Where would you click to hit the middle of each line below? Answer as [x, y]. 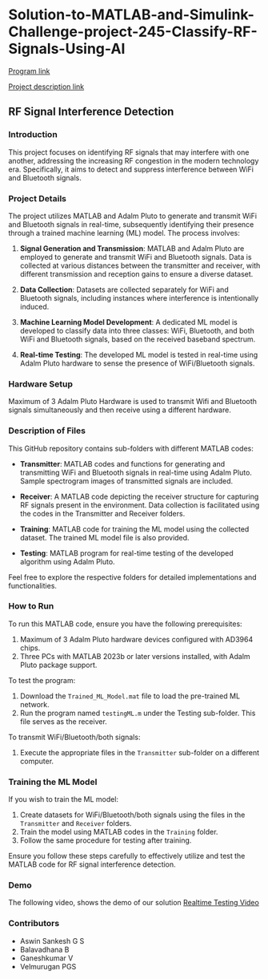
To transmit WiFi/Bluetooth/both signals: [74, 737]
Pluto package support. [58, 665]
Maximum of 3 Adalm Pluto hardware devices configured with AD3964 [136, 639]
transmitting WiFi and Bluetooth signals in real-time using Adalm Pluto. [136, 472]
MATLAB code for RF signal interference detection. [92, 864]
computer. [37, 761]
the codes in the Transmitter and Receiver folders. [102, 513]
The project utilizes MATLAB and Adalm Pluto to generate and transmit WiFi [133, 216]
